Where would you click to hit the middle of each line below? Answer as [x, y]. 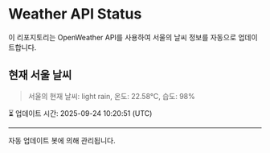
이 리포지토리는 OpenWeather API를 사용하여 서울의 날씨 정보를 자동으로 [123, 37]
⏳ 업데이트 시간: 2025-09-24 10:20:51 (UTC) [80, 113]
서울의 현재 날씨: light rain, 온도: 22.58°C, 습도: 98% [111, 96]
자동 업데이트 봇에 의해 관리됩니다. [62, 140]
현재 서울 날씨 [40, 75]
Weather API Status [75, 14]
